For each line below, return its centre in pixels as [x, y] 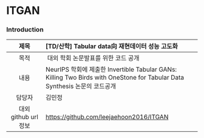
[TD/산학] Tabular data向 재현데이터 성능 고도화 [111, 46]
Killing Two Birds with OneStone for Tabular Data [115, 78]
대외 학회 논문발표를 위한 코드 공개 [93, 58]
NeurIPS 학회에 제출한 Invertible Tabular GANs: [111, 69]
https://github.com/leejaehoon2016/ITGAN [107, 117]
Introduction [25, 30]
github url [25, 117]
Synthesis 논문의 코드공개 [81, 86]
